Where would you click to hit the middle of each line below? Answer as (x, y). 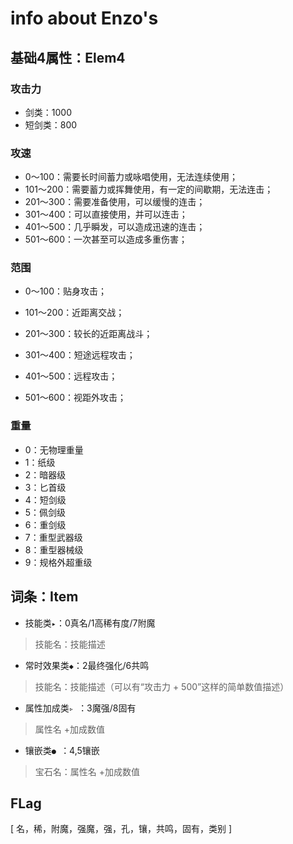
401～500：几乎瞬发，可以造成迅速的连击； (115, 227)
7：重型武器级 (53, 537)
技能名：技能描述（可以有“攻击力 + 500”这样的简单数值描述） (162, 686)
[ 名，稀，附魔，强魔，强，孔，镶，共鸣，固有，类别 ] (121, 829)
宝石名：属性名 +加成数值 (87, 771)
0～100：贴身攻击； (65, 291)
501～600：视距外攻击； (75, 398)
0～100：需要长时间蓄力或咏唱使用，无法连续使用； (131, 177)
